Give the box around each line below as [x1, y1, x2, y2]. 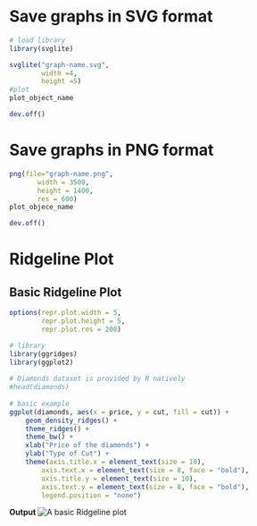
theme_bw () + [25, 432, 74, 442]
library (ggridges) [9, 349, 78, 359]
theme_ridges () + [25, 424, 90, 433]
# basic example [9, 399, 70, 408]
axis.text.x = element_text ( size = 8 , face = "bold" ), [41, 465, 250, 475]
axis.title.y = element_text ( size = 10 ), [41, 474, 198, 483]
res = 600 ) [37, 194, 78, 203]
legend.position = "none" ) [41, 490, 142, 500]
